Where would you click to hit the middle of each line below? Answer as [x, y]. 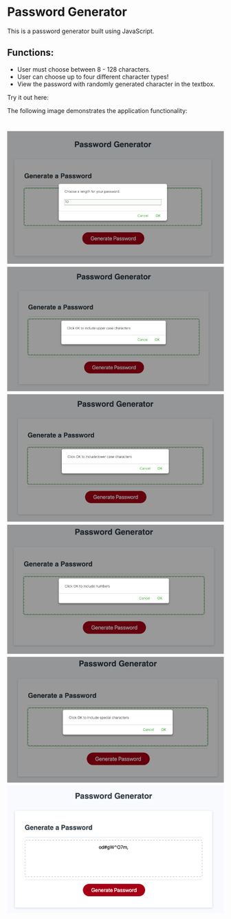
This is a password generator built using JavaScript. [81, 31]
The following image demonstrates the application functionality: [97, 110]
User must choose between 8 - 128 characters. [84, 69]
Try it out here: [28, 97]
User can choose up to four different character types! [93, 76]
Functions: [31, 53]
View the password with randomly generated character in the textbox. [116, 84]
